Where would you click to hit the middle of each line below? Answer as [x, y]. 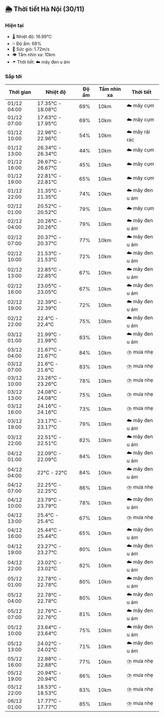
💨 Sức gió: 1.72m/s [31, 49]
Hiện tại [14, 25]
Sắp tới [13, 76]
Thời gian [20, 92]
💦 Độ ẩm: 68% [27, 44]
